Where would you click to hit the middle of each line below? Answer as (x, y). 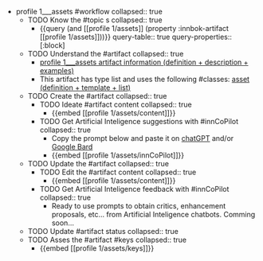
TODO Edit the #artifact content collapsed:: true (118, 172)
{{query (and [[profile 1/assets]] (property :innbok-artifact (134, 28)
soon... (63, 223)
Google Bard (72, 147)
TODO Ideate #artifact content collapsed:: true (116, 104)
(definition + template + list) (85, 88)
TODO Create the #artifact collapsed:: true (97, 96)
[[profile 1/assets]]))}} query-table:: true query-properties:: (136, 37)
